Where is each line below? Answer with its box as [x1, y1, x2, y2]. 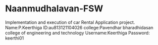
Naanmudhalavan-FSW [5, 3, 104, 14]
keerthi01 [5, 35, 24, 41]
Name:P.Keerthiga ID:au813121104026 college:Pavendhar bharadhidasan [5, 24, 154, 30]
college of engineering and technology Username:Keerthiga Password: [5, 30, 150, 36]
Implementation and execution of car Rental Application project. [5, 19, 135, 25]
